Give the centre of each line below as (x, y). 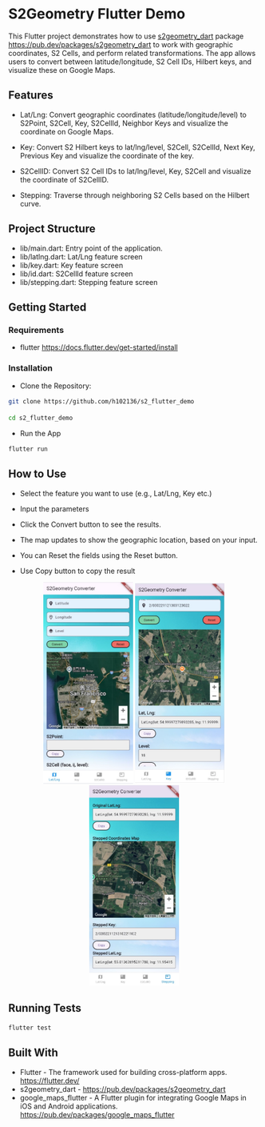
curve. (30, 203)
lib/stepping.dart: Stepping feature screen (89, 282)
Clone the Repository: (55, 386)
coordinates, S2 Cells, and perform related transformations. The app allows (132, 53)
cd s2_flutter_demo (41, 418)
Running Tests (45, 1008)
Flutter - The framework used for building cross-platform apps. (123, 1072)
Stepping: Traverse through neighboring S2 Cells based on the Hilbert (134, 195)
